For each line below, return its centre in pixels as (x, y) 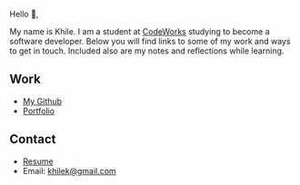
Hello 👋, (24, 14)
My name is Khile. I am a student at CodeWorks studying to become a (140, 31)
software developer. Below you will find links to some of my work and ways (150, 41)
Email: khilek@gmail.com (69, 170)
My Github (42, 101)
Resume (38, 161)
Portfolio (39, 111)
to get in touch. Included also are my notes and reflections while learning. (147, 51)
